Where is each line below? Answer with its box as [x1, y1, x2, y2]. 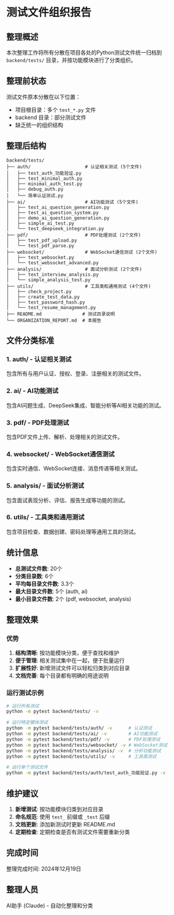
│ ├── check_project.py [6, 288, 72, 294]
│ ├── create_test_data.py [6, 294, 80, 300]
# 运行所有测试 [6, 702, 39, 709]
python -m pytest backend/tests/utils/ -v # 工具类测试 [6, 753, 156, 760]
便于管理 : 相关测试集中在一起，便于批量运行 [15, 657, 125, 664]
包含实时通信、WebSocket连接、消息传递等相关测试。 [6, 465, 141, 472]
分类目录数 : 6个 [15, 572, 54, 580]
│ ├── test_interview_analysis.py [6, 271, 99, 277]
